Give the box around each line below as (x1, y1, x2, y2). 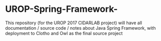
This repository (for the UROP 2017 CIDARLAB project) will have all (5, 20, 142, 26)
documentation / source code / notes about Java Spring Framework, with (5, 25, 156, 31)
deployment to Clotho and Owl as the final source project (5, 30, 123, 36)
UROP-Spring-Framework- (5, 3, 118, 15)
